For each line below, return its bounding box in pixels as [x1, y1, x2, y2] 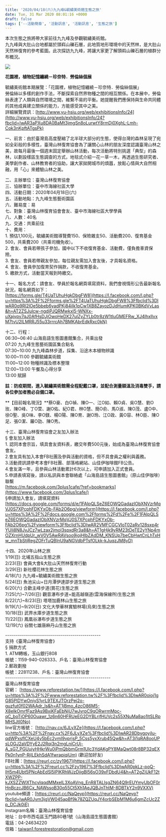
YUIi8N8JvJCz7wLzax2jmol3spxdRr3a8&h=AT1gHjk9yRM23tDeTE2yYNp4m [5, 527, 161, 533]
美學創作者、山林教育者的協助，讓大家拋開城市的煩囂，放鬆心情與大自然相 [5, 160, 157, 166]
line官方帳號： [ [5, 725, 37, 731]
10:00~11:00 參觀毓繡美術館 [5, 354, 61, 360]
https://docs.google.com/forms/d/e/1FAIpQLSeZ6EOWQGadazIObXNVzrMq [6, 501, 161, 507]
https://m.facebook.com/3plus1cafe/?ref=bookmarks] [6, 484, 116, 490]
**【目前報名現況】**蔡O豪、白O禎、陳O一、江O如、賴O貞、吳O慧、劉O [5, 400, 154, 406]
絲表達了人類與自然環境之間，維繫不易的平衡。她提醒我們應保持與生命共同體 [5, 97, 161, 103]
